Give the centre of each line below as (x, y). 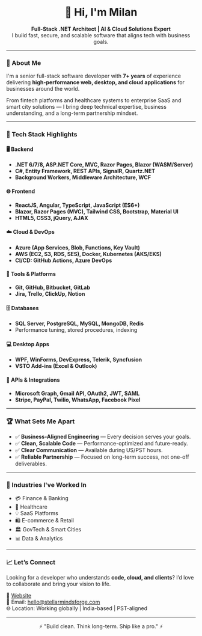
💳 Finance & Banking (42, 498)
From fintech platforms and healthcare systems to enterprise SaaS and (94, 100)
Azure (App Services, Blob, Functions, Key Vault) (77, 247)
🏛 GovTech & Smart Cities (48, 530)
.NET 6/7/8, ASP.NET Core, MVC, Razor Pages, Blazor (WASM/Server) (104, 165)
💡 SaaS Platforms (36, 513)
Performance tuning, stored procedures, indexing (76, 330)
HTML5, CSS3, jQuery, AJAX (51, 218)
